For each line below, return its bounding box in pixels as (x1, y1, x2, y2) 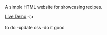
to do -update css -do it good (5, 25, 64, 30)
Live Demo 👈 (5, 14, 33, 19)
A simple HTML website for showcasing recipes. (5, 4, 103, 10)
